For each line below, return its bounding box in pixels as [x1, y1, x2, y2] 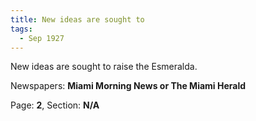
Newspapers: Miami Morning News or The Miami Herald [10, 80, 247, 92]
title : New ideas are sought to [10, 14, 145, 25]
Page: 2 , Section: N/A [10, 99, 100, 111]
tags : [10, 24, 33, 34]
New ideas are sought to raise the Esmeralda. [10, 61, 198, 73]
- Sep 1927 [19, 33, 65, 43]
